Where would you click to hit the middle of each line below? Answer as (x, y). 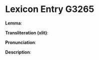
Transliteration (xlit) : (27, 32)
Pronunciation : (21, 42)
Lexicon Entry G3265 (50, 9)
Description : (18, 52)
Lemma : (14, 23)
